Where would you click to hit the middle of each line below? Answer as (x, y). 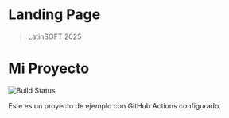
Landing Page (54, 15)
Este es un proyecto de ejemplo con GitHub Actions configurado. (114, 105)
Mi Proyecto (49, 69)
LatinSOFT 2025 (54, 36)
